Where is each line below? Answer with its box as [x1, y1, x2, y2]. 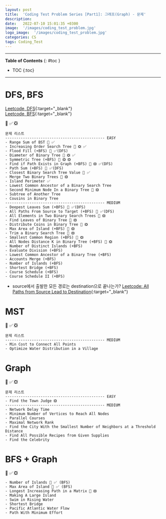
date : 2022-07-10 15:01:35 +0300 [5, 21, 79, 26]
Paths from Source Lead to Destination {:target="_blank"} [12, 289, 128, 295]
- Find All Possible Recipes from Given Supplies [5, 433, 110, 438]
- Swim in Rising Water [5, 497, 54, 502]
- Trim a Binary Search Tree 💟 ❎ [5, 230, 75, 235]
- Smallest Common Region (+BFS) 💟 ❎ [5, 235, 83, 240]
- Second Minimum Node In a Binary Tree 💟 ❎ [5, 187, 99, 192]
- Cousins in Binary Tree [5, 196, 58, 201]
